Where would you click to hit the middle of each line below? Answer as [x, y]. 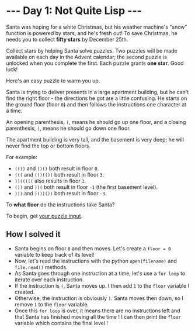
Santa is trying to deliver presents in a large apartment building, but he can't [97, 92]
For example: [22, 157]
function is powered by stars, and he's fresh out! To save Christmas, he [92, 33]
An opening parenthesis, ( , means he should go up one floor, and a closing [96, 122]
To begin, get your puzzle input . [44, 216]
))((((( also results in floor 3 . [50, 181]
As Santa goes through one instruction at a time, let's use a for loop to [100, 273]
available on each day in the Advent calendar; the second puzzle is [87, 57]
